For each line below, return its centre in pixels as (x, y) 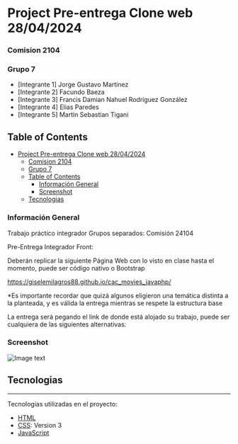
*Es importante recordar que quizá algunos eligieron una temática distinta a (118, 295)
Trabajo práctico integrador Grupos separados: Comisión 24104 (101, 233)
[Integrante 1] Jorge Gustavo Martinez (73, 85)
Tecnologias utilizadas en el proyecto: (63, 404)
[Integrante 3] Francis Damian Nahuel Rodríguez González (102, 100)
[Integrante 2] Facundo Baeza (61, 92)
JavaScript (33, 433)
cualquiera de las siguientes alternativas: (67, 324)
